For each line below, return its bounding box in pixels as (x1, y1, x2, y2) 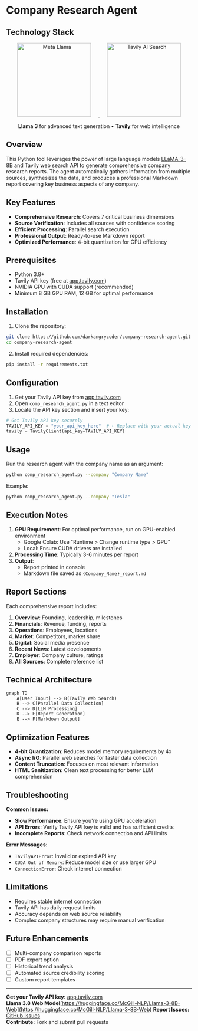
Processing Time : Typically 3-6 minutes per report (14, 551, 138, 558)
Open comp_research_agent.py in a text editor (14, 399, 124, 407)
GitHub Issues (6, 1012, 40, 1019)
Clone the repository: (14, 323, 67, 330)
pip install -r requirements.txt (6, 362, 88, 367)
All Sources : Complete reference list (14, 658, 104, 665)
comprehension (14, 773, 53, 780)
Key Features (6, 198, 56, 208)
